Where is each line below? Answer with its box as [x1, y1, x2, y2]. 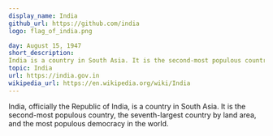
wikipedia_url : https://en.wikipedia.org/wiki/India [8, 79, 191, 87]
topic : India [8, 64, 53, 73]
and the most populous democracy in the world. [8, 118, 169, 128]
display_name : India [8, 11, 79, 20]
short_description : [8, 49, 75, 57]
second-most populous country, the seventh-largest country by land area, [8, 110, 257, 120]
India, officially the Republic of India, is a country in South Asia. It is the [8, 101, 246, 111]
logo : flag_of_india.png [8, 27, 93, 35]
